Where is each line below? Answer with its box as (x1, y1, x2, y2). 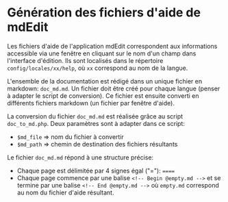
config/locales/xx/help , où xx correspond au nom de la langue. (7, 64, 188, 72)
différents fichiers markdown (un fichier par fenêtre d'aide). (7, 99, 175, 107)
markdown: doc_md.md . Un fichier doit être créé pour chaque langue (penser (7, 84, 220, 92)
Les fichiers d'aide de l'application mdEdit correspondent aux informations (7, 42, 218, 50)
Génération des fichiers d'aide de (7, 5, 201, 21)
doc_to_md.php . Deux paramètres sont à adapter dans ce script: (7, 119, 185, 127)
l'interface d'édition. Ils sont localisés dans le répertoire (7, 56, 164, 64)
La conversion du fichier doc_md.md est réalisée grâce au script (7, 112, 183, 121)
